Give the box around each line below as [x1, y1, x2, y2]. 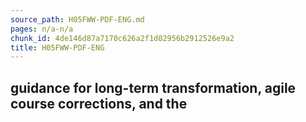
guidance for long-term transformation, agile [10, 79, 297, 96]
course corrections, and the [10, 95, 188, 112]
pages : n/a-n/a [10, 24, 74, 34]
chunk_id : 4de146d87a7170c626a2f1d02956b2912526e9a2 [10, 33, 235, 43]
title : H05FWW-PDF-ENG [10, 42, 105, 53]
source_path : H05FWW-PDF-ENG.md [10, 14, 145, 25]
